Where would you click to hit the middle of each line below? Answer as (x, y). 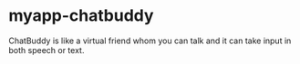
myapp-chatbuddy (81, 16)
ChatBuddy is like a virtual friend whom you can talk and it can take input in (150, 41)
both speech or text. (47, 50)
